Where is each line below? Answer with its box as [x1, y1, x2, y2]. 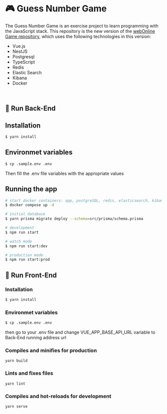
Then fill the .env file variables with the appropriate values [5, 170, 124, 176]
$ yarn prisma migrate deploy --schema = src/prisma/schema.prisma [5, 216, 143, 221]
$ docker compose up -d [5, 203, 55, 208]
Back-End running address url [5, 335, 67, 340]
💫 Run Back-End [5, 104, 56, 113]
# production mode [5, 253, 43, 258]
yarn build [5, 358, 28, 363]
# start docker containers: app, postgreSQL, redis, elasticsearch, [5, 198, 150, 203]
